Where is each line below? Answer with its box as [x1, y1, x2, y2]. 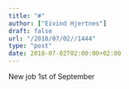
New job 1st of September [8, 72, 95, 81]
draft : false [8, 27, 53, 35]
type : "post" [8, 42, 53, 50]
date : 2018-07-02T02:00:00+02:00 [8, 49, 122, 57]
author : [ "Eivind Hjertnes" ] [8, 19, 107, 28]
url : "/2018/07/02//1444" [8, 34, 96, 43]
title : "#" [8, 11, 45, 20]
